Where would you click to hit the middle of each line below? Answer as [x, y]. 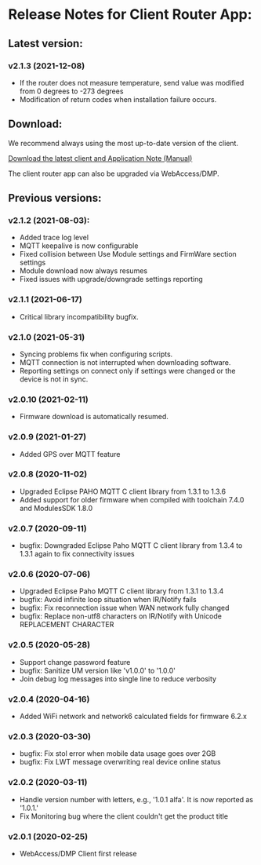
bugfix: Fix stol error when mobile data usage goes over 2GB [118, 754]
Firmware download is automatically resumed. [94, 417]
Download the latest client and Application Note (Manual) [100, 158]
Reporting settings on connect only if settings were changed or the [128, 370]
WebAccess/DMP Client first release [78, 853]
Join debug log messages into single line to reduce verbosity [118, 679]
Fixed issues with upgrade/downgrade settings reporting [111, 279]
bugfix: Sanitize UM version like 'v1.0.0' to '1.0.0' [98, 670]
